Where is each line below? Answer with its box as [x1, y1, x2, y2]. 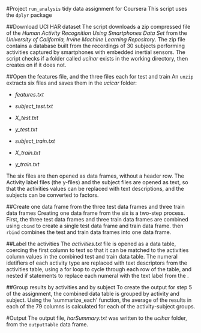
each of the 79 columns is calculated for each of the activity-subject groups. [6, 303, 196, 310]
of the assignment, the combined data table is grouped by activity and [6, 290, 180, 297]
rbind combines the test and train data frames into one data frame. [6, 229, 172, 236]
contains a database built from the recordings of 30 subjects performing [6, 42, 185, 49]
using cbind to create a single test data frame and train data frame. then [6, 222, 184, 229]
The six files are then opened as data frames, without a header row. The [6, 172, 184, 179]
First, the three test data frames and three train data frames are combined [6, 216, 189, 223]
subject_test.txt [14, 103, 53, 110]
